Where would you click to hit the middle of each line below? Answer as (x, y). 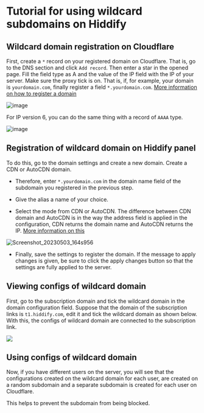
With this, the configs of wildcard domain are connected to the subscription (101, 320)
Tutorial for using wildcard (74, 11)
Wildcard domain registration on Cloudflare (90, 47)
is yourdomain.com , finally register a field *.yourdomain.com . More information (102, 87)
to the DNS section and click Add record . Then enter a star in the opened (97, 68)
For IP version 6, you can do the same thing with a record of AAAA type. (95, 117)
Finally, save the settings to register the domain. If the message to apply (105, 254)
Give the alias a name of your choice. (62, 199)
